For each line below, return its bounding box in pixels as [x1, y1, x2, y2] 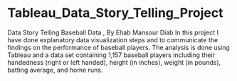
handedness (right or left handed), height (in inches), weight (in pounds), [7, 58, 221, 66]
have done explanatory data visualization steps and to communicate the [7, 35, 218, 44]
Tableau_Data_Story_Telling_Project [7, 5, 223, 21]
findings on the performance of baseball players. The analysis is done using [7, 43, 230, 51]
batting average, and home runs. [7, 66, 103, 74]
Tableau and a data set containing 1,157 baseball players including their [7, 51, 216, 59]
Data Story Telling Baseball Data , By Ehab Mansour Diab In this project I [7, 28, 219, 37]
